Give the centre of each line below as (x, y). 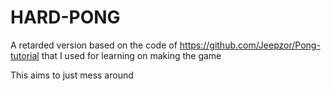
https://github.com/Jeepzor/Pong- (250, 45)
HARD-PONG (65, 17)
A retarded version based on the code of (94, 45)
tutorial (25, 55)
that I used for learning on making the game (131, 55)
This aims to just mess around (72, 75)
